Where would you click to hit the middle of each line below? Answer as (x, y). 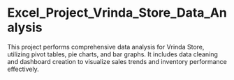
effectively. (23, 69)
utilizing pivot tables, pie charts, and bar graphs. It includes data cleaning (113, 54)
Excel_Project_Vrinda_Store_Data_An (117, 13)
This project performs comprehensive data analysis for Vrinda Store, (106, 47)
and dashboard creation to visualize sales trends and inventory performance (117, 61)
